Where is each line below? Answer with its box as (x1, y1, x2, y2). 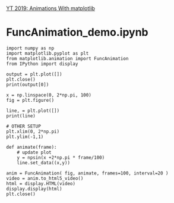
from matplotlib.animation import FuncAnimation (6, 55, 129, 61)
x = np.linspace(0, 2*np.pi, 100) (6, 92, 92, 98)
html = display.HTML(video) (6, 180, 76, 186)
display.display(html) (6, 186, 62, 192)
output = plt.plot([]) (6, 71, 62, 77)
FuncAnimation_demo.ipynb (6, 26, 148, 39)
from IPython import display (6, 61, 78, 67)
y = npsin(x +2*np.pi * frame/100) (17, 154, 105, 161)
